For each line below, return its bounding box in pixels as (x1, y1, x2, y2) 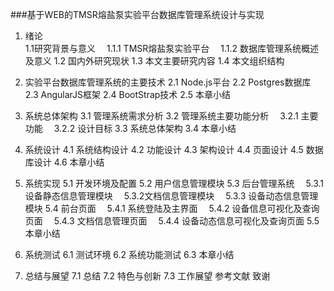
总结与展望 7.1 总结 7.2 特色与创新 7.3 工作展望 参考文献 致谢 (24, 270, 271, 282)
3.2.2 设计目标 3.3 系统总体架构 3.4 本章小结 (53, 123, 237, 134)
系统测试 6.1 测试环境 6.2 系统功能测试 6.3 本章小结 (24, 249, 235, 260)
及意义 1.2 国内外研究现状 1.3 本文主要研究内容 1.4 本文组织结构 (24, 55, 285, 67)
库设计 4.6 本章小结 (24, 156, 105, 168)
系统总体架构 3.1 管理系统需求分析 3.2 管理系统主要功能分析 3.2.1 (24, 110, 299, 122)
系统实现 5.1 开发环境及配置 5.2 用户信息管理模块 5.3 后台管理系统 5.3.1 (24, 178, 324, 189)
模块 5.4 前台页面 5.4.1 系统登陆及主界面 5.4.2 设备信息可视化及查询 (24, 203, 320, 214)
